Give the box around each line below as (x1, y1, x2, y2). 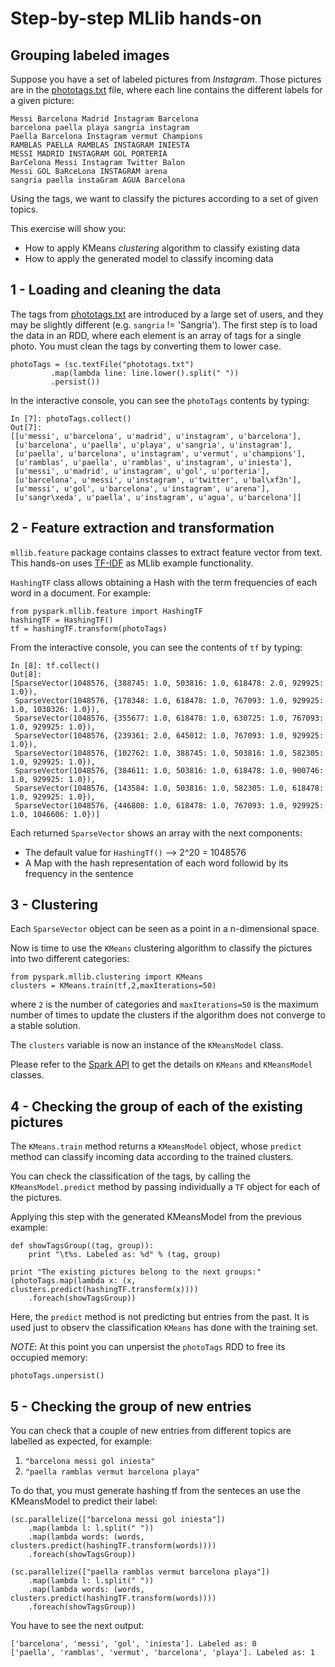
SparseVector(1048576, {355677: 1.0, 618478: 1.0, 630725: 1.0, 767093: (14, 713, 325, 723)
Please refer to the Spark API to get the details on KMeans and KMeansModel (10, 1058, 313, 1071)
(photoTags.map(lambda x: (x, (10, 1276, 137, 1286)
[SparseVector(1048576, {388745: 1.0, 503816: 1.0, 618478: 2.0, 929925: (10, 678, 325, 688)
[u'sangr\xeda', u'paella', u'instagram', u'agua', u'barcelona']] (14, 492, 302, 502)
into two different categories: (10, 953, 130, 965)
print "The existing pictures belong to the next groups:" (10, 1267, 262, 1277)
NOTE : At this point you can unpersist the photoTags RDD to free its (10, 1341, 286, 1353)
